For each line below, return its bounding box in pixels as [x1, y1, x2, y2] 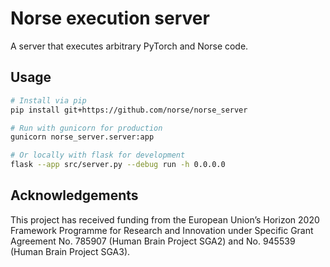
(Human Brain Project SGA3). [10, 245, 131, 257]
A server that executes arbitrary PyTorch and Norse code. [10, 40, 249, 52]
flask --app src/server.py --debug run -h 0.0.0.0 [10, 160, 226, 170]
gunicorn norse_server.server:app [10, 132, 155, 142]
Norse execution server [10, 7, 210, 30]
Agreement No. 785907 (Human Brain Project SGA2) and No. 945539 [10, 235, 296, 247]
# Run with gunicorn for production [10, 123, 163, 133]
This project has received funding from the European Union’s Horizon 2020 [10, 213, 320, 226]
